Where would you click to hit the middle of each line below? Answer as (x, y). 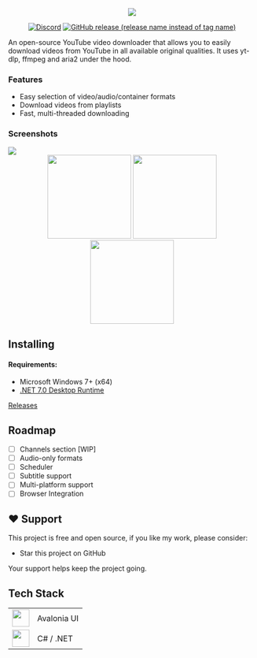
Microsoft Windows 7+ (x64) (66, 382)
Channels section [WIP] (58, 449)
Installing (31, 344)
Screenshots (33, 134)
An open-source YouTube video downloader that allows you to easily (119, 42)
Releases (23, 406)
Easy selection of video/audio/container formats (97, 97)
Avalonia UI (58, 618)
